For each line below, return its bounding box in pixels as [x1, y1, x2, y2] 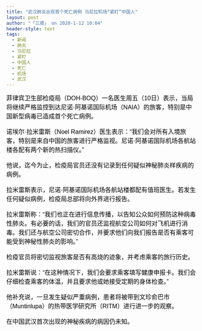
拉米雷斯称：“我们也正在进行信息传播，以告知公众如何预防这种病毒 [6, 211, 197, 218]
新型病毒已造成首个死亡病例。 [12, 113, 98, 120]
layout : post [6, 14, 39, 21]
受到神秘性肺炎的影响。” [12, 238, 79, 245]
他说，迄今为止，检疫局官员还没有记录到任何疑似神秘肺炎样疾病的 [6, 162, 195, 169]
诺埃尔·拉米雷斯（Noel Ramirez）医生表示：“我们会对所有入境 [6, 128, 180, 136]
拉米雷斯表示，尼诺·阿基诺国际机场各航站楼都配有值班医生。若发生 [6, 187, 197, 194]
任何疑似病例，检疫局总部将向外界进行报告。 [6, 196, 134, 203]
